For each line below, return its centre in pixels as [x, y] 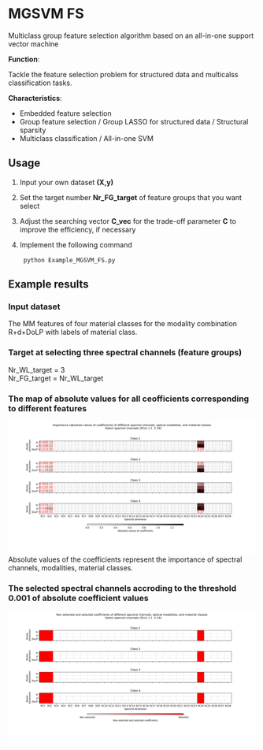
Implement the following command [76, 244]
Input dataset [34, 306]
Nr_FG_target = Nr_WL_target [56, 378]
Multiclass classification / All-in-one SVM [86, 138]
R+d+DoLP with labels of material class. [73, 332]
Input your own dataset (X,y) [67, 182]
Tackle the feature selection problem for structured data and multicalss [123, 74]
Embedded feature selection [65, 113]
